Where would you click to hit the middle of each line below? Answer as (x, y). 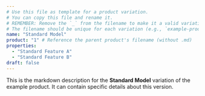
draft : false (23, 63)
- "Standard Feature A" (42, 52)
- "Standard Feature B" (42, 57)
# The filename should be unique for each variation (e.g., (85, 29)
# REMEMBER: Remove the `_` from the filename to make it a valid (92, 23)
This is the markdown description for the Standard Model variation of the (99, 80)
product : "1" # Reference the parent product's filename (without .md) (99, 40)
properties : (21, 46)
